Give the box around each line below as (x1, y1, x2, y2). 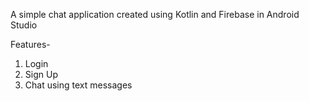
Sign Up (24, 69, 58, 80)
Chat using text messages (24, 79, 133, 91)
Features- (10, 39, 51, 50)
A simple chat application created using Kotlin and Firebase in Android (10, 9, 300, 20)
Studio (10, 19, 38, 31)
